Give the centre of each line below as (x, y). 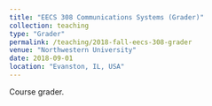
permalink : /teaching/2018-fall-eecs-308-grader (101, 42)
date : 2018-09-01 (41, 58)
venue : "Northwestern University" (73, 50)
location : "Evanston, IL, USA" (67, 67)
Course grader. (37, 91)
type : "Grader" (37, 34)
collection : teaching (49, 26)
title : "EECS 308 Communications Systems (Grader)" (106, 17)
